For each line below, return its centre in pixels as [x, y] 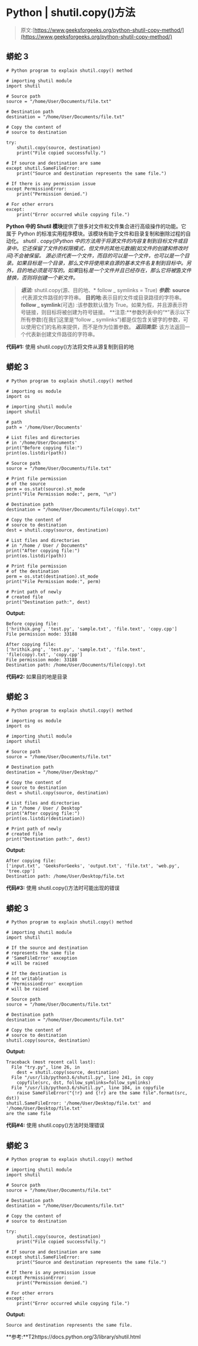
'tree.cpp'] [21, 871]
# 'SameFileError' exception [42, 958]
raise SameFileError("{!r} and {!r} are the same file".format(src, [102, 1093]
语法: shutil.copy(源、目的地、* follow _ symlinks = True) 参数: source [105, 290]
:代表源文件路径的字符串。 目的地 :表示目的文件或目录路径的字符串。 [103, 297]
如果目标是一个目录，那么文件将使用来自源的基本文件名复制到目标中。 [101, 263]
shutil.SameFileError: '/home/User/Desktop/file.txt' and [78, 1103]
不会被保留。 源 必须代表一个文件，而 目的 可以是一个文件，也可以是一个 [99, 255]
